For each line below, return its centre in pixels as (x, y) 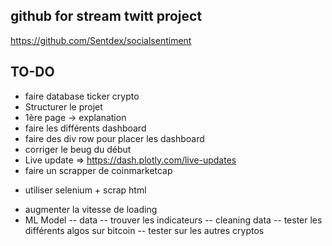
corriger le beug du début (78, 149)
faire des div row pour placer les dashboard (114, 138)
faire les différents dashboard (85, 128)
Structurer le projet (63, 106)
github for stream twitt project (106, 16)
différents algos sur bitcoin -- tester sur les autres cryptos (144, 230)
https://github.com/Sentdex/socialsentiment (101, 40)
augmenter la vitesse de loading (91, 209)
